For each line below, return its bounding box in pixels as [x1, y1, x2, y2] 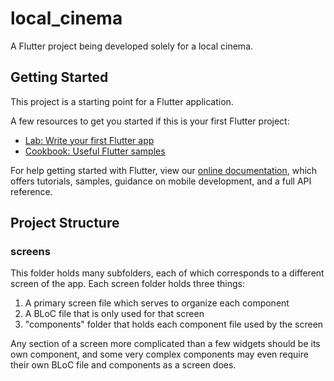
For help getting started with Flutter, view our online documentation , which [10, 164, 318, 176]
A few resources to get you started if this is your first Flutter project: [10, 115, 290, 127]
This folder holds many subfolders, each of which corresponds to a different [10, 267, 325, 279]
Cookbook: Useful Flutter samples [24, 145, 166, 157]
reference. [10, 185, 53, 197]
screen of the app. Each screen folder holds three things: [10, 278, 246, 290]
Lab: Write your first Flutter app [24, 134, 155, 146]
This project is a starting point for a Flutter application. [10, 95, 234, 107]
